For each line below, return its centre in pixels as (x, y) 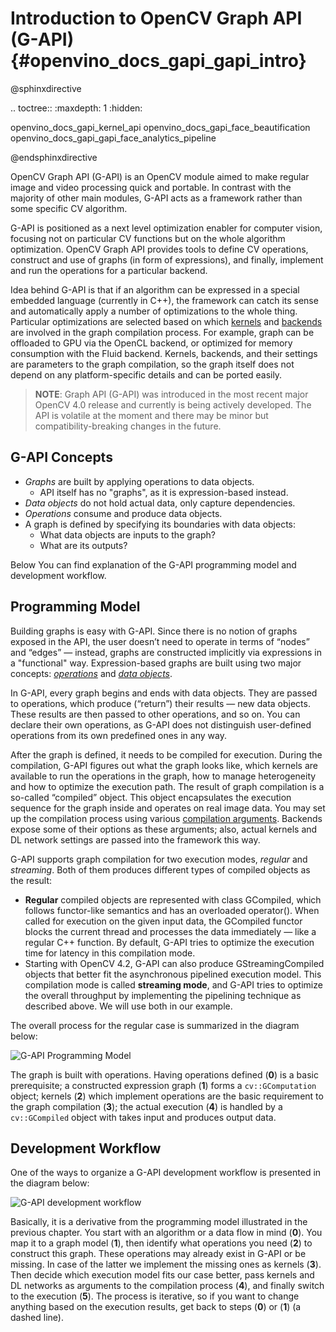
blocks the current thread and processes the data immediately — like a (170, 931)
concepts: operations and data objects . (91, 673)
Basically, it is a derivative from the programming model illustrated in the (159, 1222)
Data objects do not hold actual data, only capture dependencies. (160, 503)
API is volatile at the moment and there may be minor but (151, 415)
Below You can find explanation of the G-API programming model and (153, 564)
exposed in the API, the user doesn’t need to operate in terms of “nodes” (160, 641)
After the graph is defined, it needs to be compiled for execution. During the (166, 754)
